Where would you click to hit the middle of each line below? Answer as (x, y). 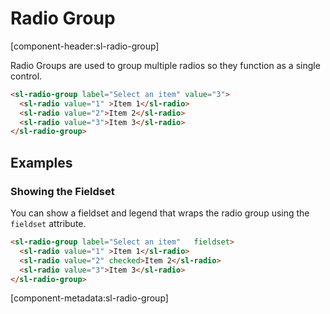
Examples (41, 162)
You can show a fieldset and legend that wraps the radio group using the (160, 213)
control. (26, 76)
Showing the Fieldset (62, 191)
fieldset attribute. (48, 223)
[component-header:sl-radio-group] (85, 46)
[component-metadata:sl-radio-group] (89, 298)
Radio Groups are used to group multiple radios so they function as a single (165, 65)
